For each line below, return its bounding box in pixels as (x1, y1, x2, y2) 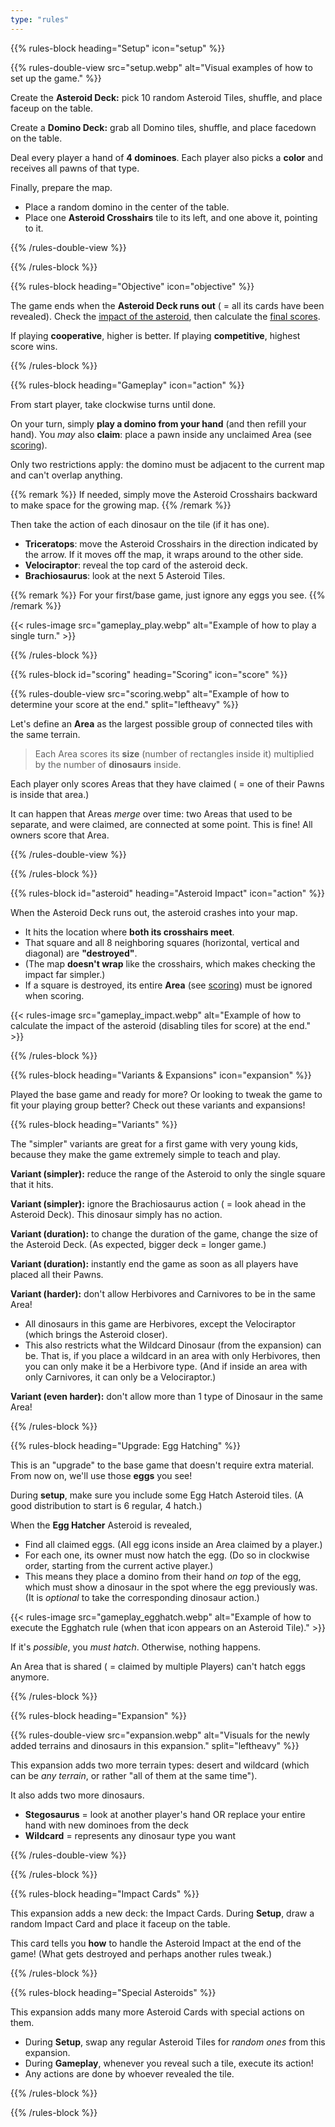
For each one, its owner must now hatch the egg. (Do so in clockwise (24, 1549, 310, 1561)
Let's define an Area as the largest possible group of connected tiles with (10, 717, 313, 730)
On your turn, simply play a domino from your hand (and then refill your (10, 417, 307, 430)
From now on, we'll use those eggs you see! (10, 1469, 193, 1481)
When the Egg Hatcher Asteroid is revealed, (10, 1519, 192, 1531)
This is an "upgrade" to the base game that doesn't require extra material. (10, 1459, 315, 1471)
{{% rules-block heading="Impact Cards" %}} (10, 1887, 200, 1900)
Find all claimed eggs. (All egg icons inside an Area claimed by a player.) (24, 1538, 323, 1550)
